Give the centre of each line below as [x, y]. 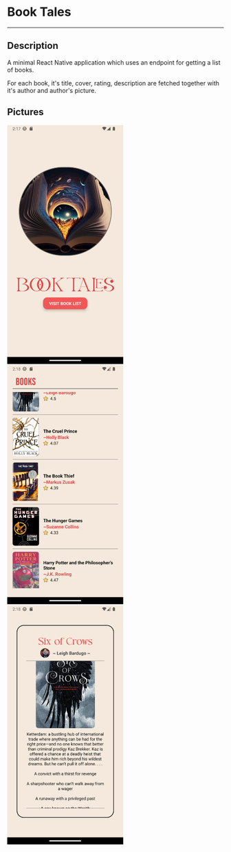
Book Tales [39, 12]
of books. [21, 70]
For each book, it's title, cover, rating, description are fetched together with [113, 83]
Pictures [25, 112]
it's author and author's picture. [52, 90]
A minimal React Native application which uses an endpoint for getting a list [114, 62]
